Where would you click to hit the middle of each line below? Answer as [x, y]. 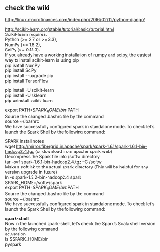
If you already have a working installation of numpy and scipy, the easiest [78, 55]
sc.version [15, 234]
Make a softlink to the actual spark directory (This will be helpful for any [77, 167]
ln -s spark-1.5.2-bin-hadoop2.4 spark [43, 177]
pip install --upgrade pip [29, 75]
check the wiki [27, 8]
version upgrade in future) [31, 172]
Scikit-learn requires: [26, 34]
